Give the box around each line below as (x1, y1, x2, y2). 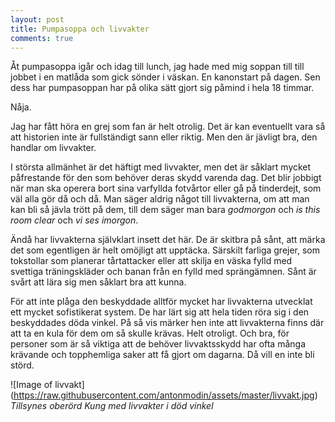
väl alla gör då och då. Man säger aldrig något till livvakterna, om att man (10, 193, 310, 205)
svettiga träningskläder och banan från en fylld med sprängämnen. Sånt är (10, 266, 317, 278)
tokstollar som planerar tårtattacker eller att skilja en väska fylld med (10, 255, 293, 267)
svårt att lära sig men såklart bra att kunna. (10, 276, 187, 288)
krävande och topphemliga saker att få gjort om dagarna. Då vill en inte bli (10, 349, 315, 361)
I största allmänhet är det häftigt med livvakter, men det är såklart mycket (10, 161, 312, 173)
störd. (10, 359, 35, 371)
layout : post (10, 14, 65, 25)
